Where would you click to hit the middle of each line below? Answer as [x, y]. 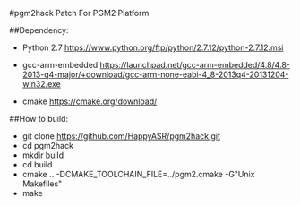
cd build [37, 164]
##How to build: [39, 119]
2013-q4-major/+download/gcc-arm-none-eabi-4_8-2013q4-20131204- [155, 74]
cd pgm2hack [48, 146]
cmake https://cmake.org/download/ [90, 101]
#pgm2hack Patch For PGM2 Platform [79, 13]
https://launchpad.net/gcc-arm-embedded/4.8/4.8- [195, 65]
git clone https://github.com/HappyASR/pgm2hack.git [121, 136]
